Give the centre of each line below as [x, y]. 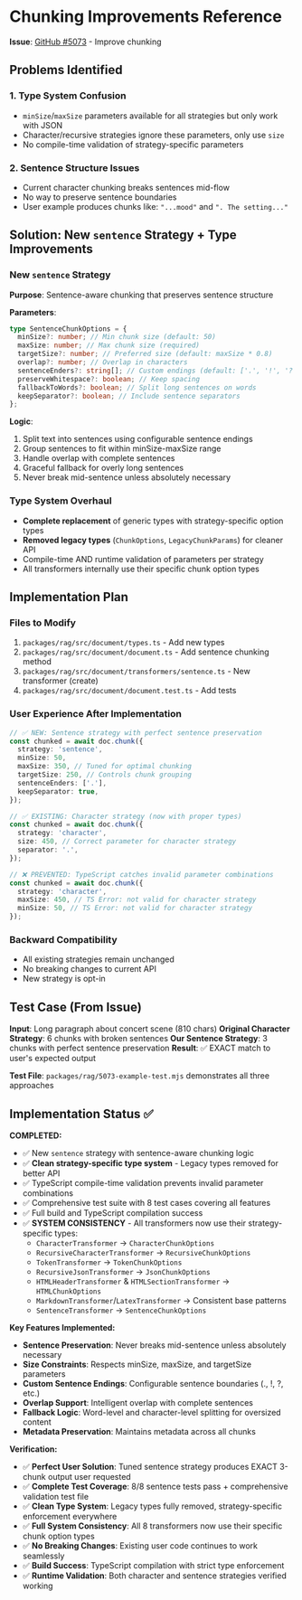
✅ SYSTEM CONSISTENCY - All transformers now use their [134, 1223]
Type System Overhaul [61, 501]
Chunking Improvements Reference [146, 17]
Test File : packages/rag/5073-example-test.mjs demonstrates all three [139, 1076]
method [37, 662]
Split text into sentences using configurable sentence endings [137, 439]
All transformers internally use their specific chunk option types [141, 569]
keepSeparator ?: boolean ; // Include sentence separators [129, 396]
